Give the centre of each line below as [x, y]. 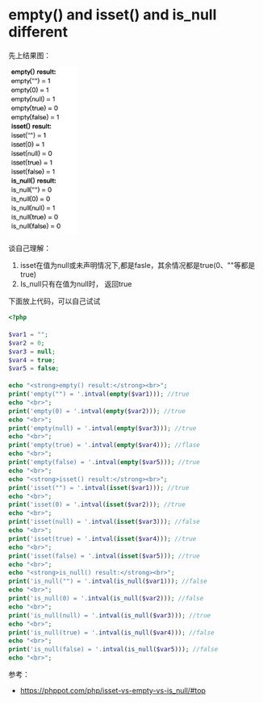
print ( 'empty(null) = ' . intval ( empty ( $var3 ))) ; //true [102, 428]
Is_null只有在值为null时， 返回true [76, 284]
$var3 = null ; [32, 351]
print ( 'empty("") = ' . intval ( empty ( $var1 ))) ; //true [99, 394]
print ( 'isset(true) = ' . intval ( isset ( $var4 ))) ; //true [102, 538]
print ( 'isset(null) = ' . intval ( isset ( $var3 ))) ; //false [104, 522]
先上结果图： [29, 55]
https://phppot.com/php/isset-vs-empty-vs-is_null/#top [113, 691]
